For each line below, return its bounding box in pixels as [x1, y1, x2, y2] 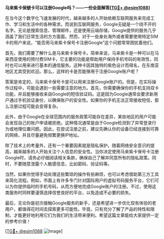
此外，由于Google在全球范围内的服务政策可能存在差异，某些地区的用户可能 [5, 114, 157, 119]
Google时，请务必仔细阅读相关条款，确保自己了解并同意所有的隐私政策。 [5, 155, 152, 161]
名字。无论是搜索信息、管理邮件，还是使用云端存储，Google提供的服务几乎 [5, 27, 157, 33]
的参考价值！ [5, 218, 31, 224]
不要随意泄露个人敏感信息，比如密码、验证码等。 [13, 161, 112, 167]
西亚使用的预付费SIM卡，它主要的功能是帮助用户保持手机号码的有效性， [9, 56, 154, 62]
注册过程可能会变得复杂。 [9, 103, 61, 109]
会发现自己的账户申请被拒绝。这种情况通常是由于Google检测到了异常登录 [5, 120, 152, 125]
